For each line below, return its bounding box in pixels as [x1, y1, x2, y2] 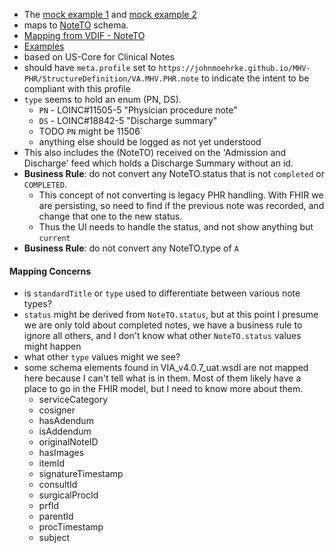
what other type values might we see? [23, 351, 181, 363]
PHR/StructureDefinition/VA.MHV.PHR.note [23, 74, 199, 84]
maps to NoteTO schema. [23, 19, 129, 31]
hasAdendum [38, 415, 94, 427]
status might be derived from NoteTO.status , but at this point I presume [23, 309, 319, 321]
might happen [23, 340, 82, 353]
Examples [23, 40, 65, 52]
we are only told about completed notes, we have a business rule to [23, 319, 303, 331]
